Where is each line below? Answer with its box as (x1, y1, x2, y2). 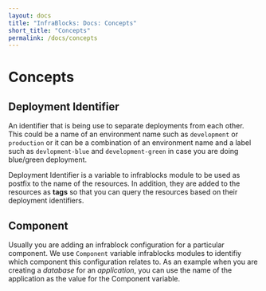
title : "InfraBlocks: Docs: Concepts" (8, 19, 137, 27)
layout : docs (8, 11, 52, 20)
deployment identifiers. (8, 196, 84, 206)
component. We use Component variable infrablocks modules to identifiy (8, 249, 241, 258)
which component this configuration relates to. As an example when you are (8, 257, 258, 267)
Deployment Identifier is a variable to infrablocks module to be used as (8, 171, 241, 180)
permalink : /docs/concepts (8, 33, 98, 42)
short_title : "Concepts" (8, 26, 91, 34)
